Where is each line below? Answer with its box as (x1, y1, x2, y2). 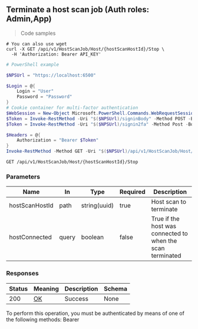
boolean (81, 233, 104, 241)
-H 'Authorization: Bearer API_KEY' (11, 51, 101, 57)
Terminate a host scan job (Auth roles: (6, 5, 149, 15)
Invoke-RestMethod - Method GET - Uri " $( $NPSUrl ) (6, 149, 128, 154)
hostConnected (9, 233, 52, 241)
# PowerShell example (6, 61, 60, 67)
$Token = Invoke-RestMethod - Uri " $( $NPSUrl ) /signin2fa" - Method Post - (6, 121, 189, 127)
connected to (151, 229, 189, 238)
